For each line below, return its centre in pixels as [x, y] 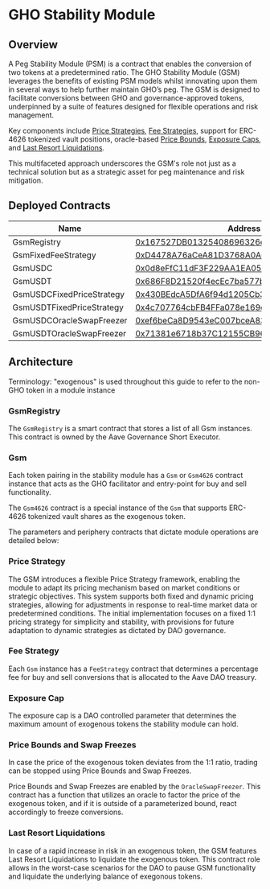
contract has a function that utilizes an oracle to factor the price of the [125, 795]
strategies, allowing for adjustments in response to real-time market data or [133, 604]
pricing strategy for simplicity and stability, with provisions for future [121, 622]
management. [31, 115]
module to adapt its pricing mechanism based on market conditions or [124, 587]
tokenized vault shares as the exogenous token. [107, 517]
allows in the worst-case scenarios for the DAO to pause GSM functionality [132, 867]
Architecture [41, 362]
